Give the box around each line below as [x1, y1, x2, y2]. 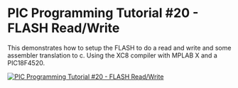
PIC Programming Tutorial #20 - [7, 5, 199, 21]
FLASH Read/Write [7, 20, 120, 36]
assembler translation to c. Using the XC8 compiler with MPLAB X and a [7, 51, 218, 60]
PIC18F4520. [7, 58, 45, 67]
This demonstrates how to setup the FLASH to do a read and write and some [7, 43, 232, 52]
